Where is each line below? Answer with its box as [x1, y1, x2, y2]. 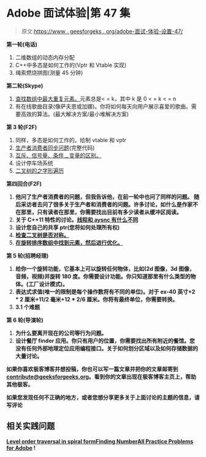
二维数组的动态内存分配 [15, 53, 75, 61]
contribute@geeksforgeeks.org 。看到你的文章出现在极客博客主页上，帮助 [6, 372, 196, 380]
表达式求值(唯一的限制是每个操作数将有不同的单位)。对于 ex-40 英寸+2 [15, 288, 196, 295]
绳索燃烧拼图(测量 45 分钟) [15, 69, 83, 76]
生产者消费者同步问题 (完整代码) [15, 144, 95, 151]
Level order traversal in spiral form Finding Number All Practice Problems [6, 437, 194, 445]
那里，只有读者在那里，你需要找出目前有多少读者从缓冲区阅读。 [20, 208, 182, 216]
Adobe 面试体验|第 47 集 [6, 6, 131, 20]
